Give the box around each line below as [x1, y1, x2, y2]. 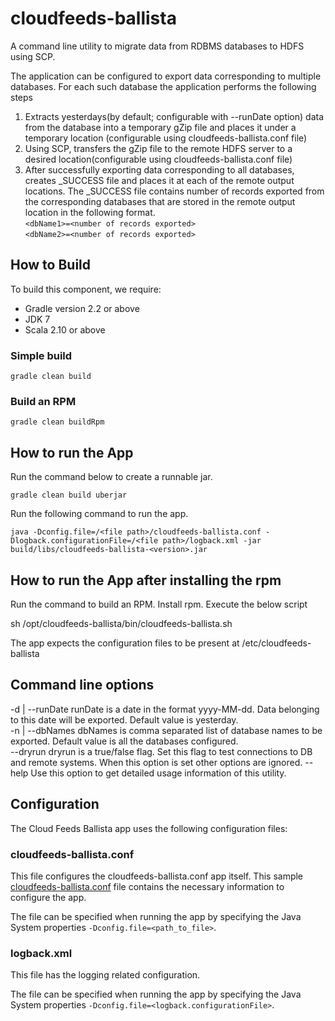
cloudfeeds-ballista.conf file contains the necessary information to [10, 880, 285, 892]
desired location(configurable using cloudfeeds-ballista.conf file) [24, 153, 293, 165]
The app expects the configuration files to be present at [10, 637, 240, 649]
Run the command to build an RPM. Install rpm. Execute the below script [10, 598, 308, 610]
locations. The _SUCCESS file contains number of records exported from [24, 185, 325, 197]
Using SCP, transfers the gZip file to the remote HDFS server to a [24, 142, 293, 154]
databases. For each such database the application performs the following [10, 80, 317, 92]
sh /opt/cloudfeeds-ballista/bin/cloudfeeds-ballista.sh [10, 617, 233, 629]
